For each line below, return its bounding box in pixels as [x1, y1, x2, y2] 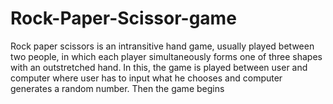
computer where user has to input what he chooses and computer [10, 72, 283, 84]
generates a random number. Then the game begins [10, 82, 225, 94]
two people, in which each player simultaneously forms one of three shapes [10, 50, 323, 62]
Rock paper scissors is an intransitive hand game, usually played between [10, 40, 315, 52]
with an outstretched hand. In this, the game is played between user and [10, 61, 308, 73]
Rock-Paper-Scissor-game [10, 7, 237, 30]
